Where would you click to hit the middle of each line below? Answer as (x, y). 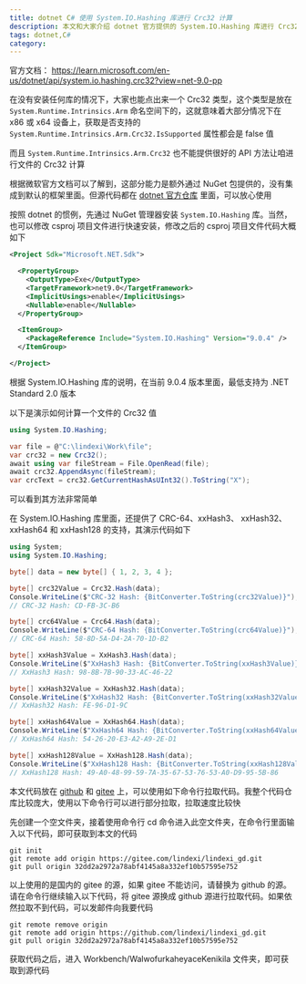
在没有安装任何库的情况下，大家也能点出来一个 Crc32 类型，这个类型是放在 (151, 99)
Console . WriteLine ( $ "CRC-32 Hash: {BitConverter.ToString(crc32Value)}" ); (154, 597)
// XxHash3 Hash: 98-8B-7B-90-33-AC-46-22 (91, 672)
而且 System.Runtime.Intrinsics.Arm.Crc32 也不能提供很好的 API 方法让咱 (148, 153)
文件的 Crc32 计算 (51, 164)
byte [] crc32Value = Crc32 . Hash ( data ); (85, 588)
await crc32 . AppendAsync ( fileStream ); (83, 472)
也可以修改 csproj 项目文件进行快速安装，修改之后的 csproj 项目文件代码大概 (153, 226)
